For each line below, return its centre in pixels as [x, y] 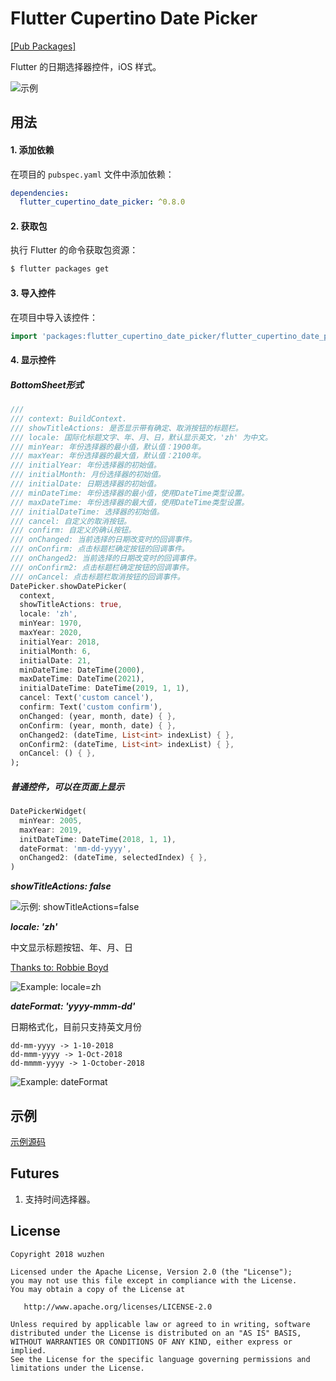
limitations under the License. [77, 1368]
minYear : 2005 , [51, 820]
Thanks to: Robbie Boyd [59, 968]
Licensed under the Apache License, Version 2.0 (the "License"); [151, 1272]
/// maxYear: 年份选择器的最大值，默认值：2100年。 [108, 456]
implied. [28, 1350]
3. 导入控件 [33, 293]
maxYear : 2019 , [51, 830]
